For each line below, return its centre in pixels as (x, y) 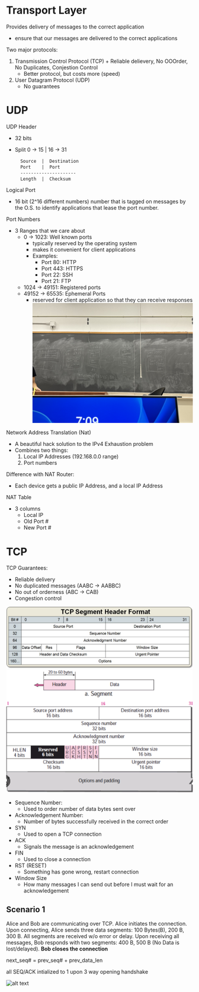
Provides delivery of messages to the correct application (75, 27)
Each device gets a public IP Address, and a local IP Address (89, 486)
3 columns (28, 509)
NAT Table (19, 497)
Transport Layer (46, 10)
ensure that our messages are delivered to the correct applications (96, 38)
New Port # (37, 528)
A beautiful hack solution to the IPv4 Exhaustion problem (84, 444)
